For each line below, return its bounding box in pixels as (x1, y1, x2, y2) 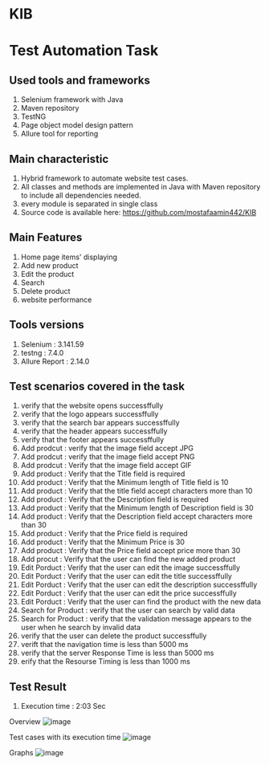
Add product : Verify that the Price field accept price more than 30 (20, 546, 241, 555)
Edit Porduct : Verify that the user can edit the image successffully (20, 563, 240, 572)
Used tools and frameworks (9, 73, 151, 87)
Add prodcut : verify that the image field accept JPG (20, 443, 194, 454)
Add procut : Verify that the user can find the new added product (20, 555, 236, 564)
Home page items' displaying (20, 252, 118, 262)
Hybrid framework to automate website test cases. (20, 173, 189, 183)
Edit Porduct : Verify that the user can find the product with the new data (20, 597, 262, 607)
